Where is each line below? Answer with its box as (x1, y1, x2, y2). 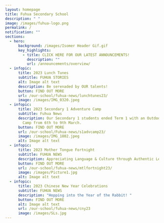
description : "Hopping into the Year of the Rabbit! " (18, 193, 132, 198)
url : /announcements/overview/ (26, 61, 91, 66)
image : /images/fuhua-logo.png (5, 20, 69, 26)
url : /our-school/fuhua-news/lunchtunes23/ (18, 93, 108, 98)
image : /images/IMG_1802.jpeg (18, 134, 80, 139)
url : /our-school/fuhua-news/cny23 (18, 206, 91, 211)
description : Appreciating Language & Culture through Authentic (18, 156, 154, 161)
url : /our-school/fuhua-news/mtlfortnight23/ (18, 166, 112, 170)
